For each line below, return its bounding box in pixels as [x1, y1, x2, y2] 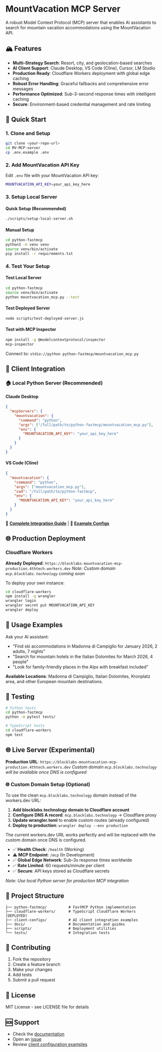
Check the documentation [12, 1031, 65, 1037]
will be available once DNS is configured [5, 769, 87, 775]
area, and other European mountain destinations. [5, 678, 103, 684]
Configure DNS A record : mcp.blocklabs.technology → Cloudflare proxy [12, 812, 157, 818]
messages [12, 86, 33, 91]
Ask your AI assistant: [5, 634, 49, 639]
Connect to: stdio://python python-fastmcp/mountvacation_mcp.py [5, 350, 139, 356]
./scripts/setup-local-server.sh [5, 217, 73, 221]
